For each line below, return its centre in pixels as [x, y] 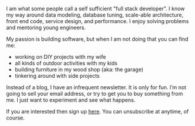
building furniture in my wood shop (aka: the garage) [79, 70]
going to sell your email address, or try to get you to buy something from [95, 94]
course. [15, 118]
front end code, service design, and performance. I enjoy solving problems [97, 21]
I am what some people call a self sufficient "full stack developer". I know [95, 9]
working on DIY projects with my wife [60, 57]
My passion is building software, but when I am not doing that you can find [97, 39]
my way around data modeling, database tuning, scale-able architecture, [95, 15]
